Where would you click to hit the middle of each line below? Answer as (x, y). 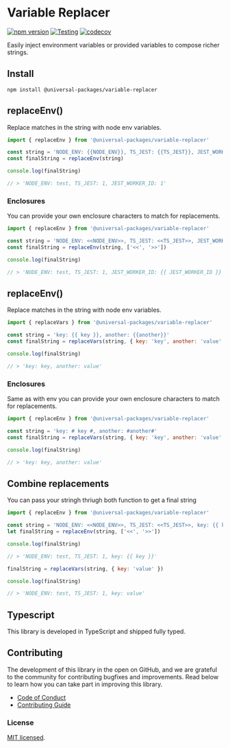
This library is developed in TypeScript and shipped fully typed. (97, 632)
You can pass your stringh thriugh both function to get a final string (102, 500)
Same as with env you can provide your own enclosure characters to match (114, 399)
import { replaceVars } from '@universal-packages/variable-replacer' (110, 323)
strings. (18, 52)
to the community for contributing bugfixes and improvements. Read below (113, 677)
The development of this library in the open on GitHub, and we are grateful (112, 669)
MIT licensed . (26, 738)
